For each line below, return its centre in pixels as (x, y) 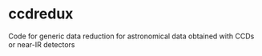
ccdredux (41, 14)
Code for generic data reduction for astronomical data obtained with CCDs (131, 36)
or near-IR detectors (42, 44)
